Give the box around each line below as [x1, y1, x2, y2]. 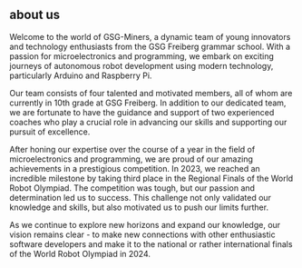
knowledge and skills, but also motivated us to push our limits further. [9, 202, 269, 213]
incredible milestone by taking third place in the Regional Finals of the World [9, 173, 294, 184]
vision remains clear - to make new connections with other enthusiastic [9, 229, 276, 240]
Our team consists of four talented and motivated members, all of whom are [9, 87, 293, 98]
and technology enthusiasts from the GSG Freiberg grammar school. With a [9, 41, 291, 52]
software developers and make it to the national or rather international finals [9, 238, 293, 249]
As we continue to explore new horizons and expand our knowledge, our [9, 219, 281, 230]
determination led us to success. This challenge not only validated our [9, 192, 272, 203]
